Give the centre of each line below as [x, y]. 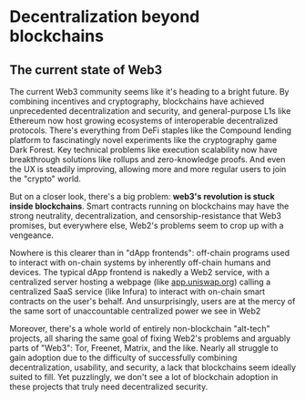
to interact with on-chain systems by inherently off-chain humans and [140, 262]
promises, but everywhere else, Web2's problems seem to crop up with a [147, 226]
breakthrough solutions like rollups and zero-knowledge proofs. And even [147, 159]
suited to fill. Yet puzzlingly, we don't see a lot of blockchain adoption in [144, 377]
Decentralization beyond [105, 17]
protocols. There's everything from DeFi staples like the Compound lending [151, 130]
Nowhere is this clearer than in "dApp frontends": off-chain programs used [150, 253]
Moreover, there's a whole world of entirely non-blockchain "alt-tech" [140, 329]
